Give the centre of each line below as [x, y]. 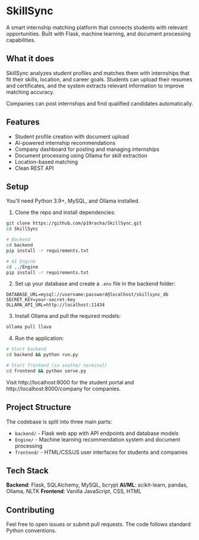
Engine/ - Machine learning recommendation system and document [97, 439]
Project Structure [39, 407]
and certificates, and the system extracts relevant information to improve [95, 86]
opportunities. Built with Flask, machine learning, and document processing [99, 33]
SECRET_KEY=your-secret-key [41, 300]
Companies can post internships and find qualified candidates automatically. [100, 103]
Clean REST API [34, 168]
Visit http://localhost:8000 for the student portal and [70, 382]
